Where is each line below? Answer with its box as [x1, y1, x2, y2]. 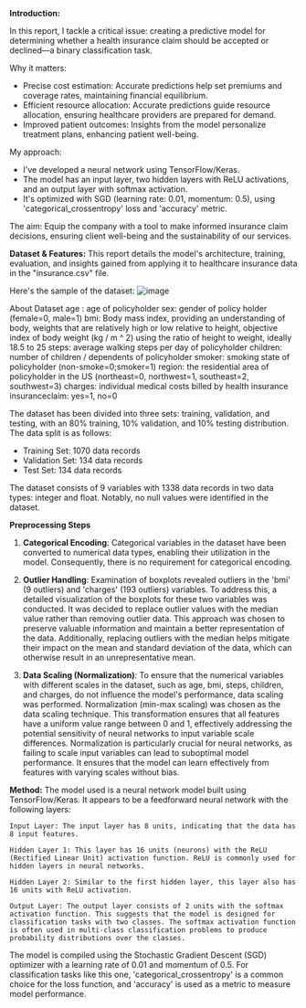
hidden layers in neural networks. [9, 862, 145, 871]
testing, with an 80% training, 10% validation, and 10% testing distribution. [9, 418, 290, 429]
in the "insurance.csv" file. [9, 268, 110, 278]
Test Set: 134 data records [22, 465, 122, 475]
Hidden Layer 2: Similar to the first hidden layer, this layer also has [9, 877, 297, 886]
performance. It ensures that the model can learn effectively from [22, 758, 269, 768]
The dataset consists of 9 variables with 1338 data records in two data [9, 483, 274, 493]
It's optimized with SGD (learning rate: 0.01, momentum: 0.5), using [22, 194, 276, 204]
